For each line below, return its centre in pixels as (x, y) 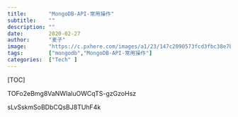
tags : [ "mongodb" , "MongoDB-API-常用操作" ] (80, 54)
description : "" (31, 27)
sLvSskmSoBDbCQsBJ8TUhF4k (54, 107)
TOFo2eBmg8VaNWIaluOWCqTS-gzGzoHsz (72, 93)
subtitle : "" (31, 20)
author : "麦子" (36, 40)
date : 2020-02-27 (44, 33)
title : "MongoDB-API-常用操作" (61, 14)
